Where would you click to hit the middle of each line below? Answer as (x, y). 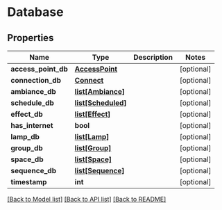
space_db (27, 159)
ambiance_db (34, 91)
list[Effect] (93, 114)
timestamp (29, 182)
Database (35, 12)
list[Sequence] (100, 171)
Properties (31, 38)
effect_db (27, 114)
